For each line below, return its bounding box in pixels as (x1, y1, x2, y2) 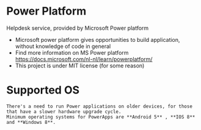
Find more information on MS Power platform (15, 49, 129, 56)
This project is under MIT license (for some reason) (15, 62, 145, 69)
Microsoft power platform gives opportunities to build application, (15, 36, 180, 43)
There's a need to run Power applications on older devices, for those (6, 103, 192, 109)
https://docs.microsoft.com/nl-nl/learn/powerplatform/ (15, 55, 153, 63)
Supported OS (6, 83, 80, 97)
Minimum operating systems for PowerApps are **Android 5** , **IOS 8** (6, 114, 196, 120)
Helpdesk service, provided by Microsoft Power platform (6, 24, 149, 32)
